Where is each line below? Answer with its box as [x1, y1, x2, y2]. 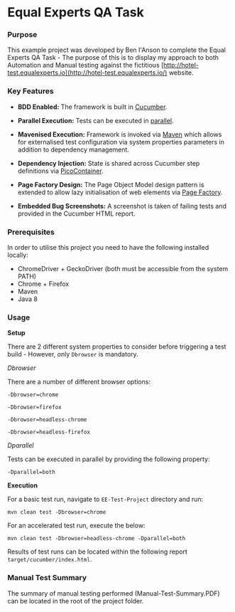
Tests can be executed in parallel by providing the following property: [7, 455, 210, 463]
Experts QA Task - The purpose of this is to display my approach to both [7, 53, 219, 62]
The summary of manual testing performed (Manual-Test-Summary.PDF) [7, 589, 220, 598]
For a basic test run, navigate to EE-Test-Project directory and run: [7, 495, 204, 504]
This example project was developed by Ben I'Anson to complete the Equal [7, 46, 226, 54]
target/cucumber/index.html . [7, 555, 92, 564]
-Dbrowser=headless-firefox [7, 428, 91, 436]
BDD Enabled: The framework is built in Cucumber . [17, 102, 168, 111]
